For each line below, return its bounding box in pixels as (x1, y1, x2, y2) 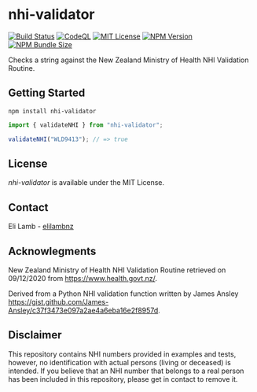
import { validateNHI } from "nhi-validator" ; (8, 120, 163, 129)
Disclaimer (8, 328, 62, 342)
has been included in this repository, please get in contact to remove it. (8, 374, 238, 383)
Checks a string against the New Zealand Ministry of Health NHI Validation (8, 55, 249, 65)
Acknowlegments (8, 244, 97, 257)
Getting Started (8, 87, 86, 100)
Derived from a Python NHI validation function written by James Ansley (8, 289, 239, 298)
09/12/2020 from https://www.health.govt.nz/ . (8, 273, 158, 283)
